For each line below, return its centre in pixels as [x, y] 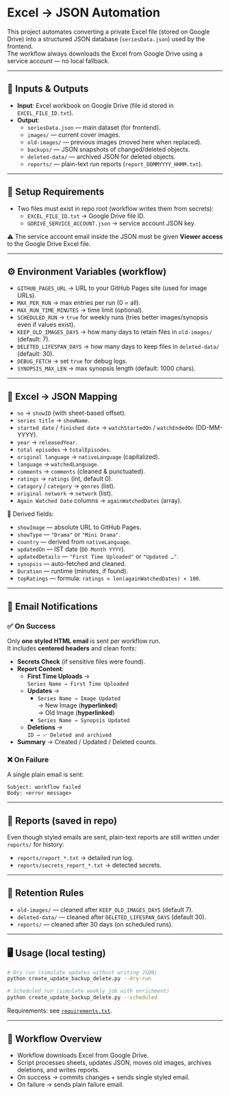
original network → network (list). [65, 493]
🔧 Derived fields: [30, 514]
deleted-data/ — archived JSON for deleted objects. [101, 157]
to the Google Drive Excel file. [49, 244]
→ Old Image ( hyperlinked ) [76, 712]
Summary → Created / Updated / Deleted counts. [87, 742]
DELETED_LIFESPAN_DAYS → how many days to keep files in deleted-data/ [118, 347]
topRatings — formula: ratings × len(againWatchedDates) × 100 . [108, 578]
